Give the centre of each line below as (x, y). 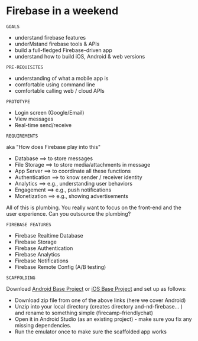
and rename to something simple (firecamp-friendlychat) (84, 313)
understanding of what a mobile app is (61, 78)
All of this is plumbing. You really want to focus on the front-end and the (94, 207)
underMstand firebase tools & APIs (57, 44)
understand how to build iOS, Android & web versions (80, 56)
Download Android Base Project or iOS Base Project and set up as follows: (97, 288)
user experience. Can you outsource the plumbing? (69, 213)
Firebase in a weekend (62, 11)
